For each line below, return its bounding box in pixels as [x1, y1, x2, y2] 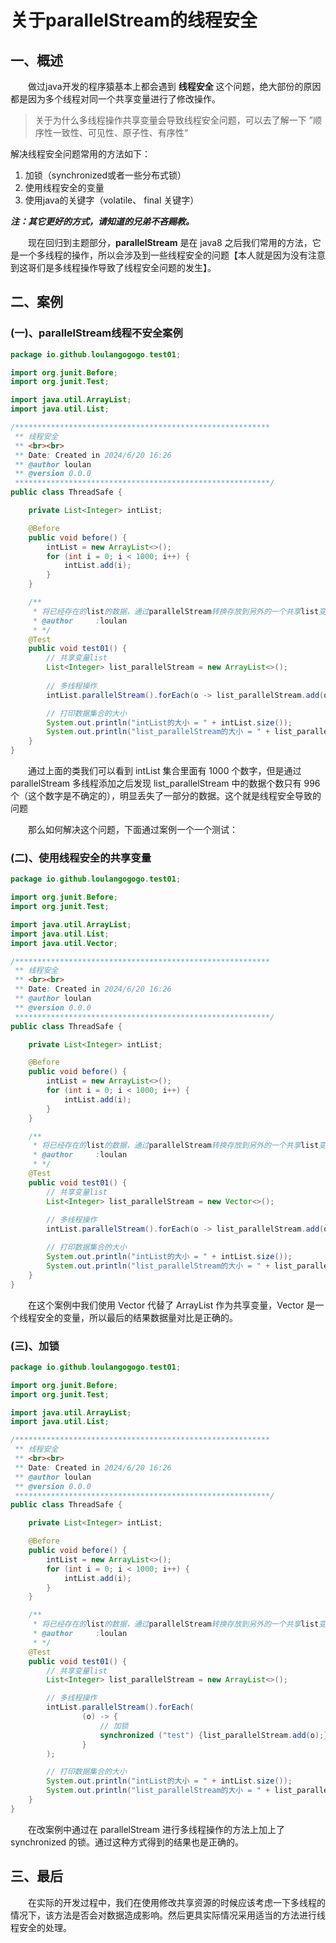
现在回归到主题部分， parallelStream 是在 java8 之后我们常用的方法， [28, 237, 313, 248]
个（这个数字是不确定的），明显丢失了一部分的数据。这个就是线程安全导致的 [10, 790, 322, 802]
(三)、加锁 [10, 1339, 60, 1353]
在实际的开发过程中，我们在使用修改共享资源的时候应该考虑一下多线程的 [28, 1896, 326, 1908]
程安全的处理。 [10, 1921, 72, 1933]
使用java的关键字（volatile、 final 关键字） [24, 194, 200, 206]
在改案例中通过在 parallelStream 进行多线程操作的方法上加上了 [28, 1823, 285, 1835]
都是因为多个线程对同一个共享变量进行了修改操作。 [10, 93, 221, 105]
